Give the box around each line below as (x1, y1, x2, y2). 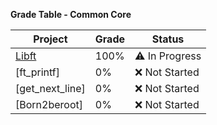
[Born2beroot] (15, 98, 83, 111)
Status (151, 32, 185, 46)
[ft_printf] (15, 65, 61, 79)
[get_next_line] (15, 82, 86, 95)
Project (33, 32, 68, 46)
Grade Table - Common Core (10, 9, 132, 20)
